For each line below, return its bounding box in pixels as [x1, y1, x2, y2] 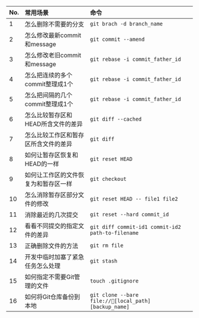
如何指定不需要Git [24, 273, 75, 281]
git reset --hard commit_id [89, 211, 169, 218]
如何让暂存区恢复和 [24, 151, 79, 159]
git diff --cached [89, 116, 142, 122]
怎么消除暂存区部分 [24, 191, 79, 199]
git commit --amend [89, 36, 145, 43]
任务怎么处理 [24, 262, 61, 270]
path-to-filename [89, 230, 139, 236]
